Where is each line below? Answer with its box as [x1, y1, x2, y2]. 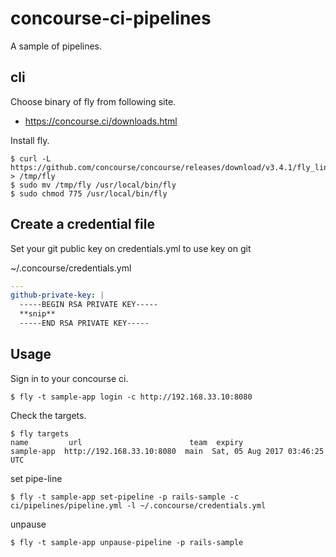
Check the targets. [10, 409, 87, 421]
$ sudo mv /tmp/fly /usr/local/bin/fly [10, 180, 177, 190]
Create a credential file [10, 216, 155, 233]
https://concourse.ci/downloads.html [24, 115, 178, 127]
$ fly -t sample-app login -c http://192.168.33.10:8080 [10, 392, 253, 402]
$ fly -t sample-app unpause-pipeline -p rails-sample [10, 537, 244, 547]
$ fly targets [10, 428, 70, 439]
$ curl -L [10, 153, 52, 164]
